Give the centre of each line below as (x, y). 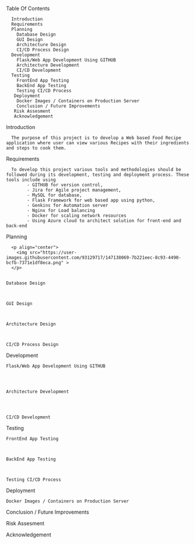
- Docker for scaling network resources (77, 216)
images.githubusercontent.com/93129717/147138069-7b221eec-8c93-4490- (94, 258)
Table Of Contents (28, 8)
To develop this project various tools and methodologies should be (96, 169)
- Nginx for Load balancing (61, 210)
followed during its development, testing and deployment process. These (98, 175)
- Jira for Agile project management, (74, 190)
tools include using (31, 180)
